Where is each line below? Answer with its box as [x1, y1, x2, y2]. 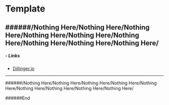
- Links [5, 53, 20, 59]
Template [5, 3, 45, 15]
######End [5, 95, 30, 101]
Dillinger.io [12, 65, 35, 71]
